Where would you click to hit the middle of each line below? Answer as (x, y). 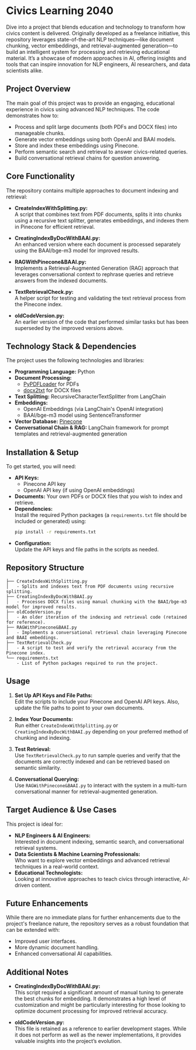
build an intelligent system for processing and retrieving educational (88, 52)
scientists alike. (25, 70)
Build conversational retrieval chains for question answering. (87, 158)
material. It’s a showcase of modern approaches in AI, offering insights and (96, 58)
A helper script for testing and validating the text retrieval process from (100, 298)
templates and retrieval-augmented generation (71, 434)
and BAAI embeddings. (32, 637)
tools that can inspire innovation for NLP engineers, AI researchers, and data (98, 64)
